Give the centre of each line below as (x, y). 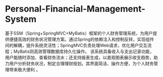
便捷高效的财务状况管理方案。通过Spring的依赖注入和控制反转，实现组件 (81, 39)
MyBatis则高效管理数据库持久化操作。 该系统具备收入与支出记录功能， (84, 51)
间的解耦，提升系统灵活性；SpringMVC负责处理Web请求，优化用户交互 (76, 45)
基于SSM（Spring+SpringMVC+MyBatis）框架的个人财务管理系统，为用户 (79, 33)
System (21, 19)
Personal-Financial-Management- (75, 9)
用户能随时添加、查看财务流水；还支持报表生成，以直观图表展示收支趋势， (79, 57)
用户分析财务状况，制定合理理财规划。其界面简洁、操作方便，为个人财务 (81, 63)
